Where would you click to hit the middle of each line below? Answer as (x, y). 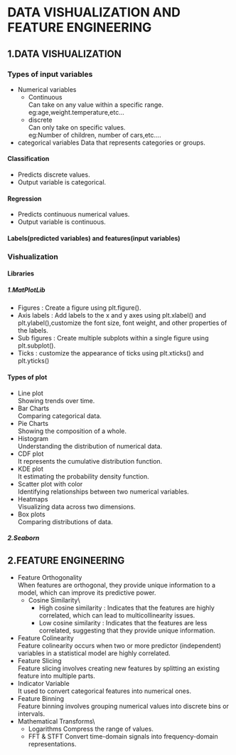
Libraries (21, 274)
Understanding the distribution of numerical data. (90, 446)
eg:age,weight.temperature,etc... (76, 112)
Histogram (33, 438)
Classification (28, 159)
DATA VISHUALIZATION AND (94, 12)
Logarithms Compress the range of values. (91, 729)
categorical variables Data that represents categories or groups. (112, 142)
